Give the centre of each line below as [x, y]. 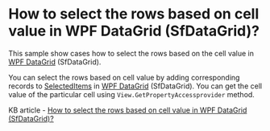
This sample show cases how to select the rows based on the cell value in [131, 53]
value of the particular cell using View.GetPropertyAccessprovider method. [132, 94]
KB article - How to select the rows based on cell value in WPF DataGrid [128, 110]
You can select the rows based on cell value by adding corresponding [124, 77]
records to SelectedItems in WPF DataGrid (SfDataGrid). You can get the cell [135, 86]
